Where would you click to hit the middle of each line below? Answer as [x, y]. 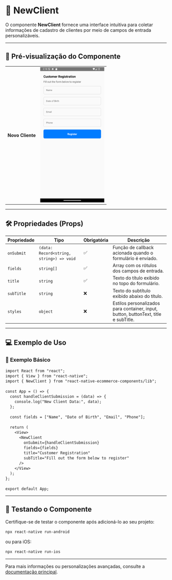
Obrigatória [96, 240]
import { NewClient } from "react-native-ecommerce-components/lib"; [81, 382]
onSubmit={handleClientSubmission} [62, 443]
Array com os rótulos [135, 266]
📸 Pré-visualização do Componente [63, 57]
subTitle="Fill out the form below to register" [77, 458]
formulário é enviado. [135, 258]
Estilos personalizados [136, 303]
